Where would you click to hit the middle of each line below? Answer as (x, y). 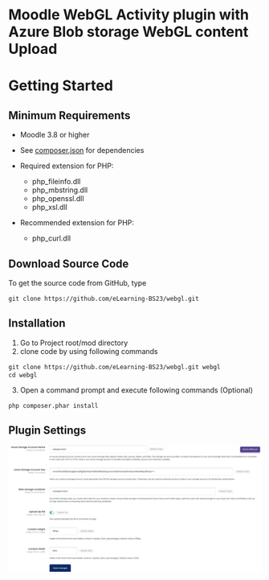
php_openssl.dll (58, 199)
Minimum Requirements (69, 115)
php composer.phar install (53, 405)
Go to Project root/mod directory (74, 343)
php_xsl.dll (50, 208)
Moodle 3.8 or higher (55, 135)
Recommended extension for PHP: (77, 223)
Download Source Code (69, 263)
